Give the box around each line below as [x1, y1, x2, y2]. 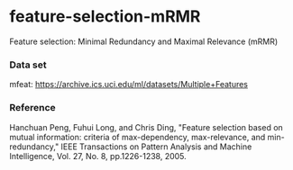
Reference [9, 102, 56, 114]
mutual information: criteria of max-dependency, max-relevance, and [9, 131, 266, 142]
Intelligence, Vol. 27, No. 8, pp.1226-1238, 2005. [9, 150, 187, 161]
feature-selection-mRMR [9, 6, 201, 27]
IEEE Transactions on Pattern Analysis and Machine [60, 141, 252, 152]
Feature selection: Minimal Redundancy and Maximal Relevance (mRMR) [9, 36, 279, 47]
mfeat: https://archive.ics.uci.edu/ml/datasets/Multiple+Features [9, 79, 248, 90]
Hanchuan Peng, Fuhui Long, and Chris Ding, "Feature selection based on [9, 121, 284, 132]
